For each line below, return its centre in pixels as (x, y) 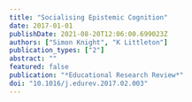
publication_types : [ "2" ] (57, 51)
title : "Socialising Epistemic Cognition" (88, 17)
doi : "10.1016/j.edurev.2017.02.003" (79, 83)
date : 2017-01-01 (41, 26)
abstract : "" (33, 59)
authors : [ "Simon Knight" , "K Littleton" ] (88, 42)
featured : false (39, 67)
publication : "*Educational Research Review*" (96, 75)
